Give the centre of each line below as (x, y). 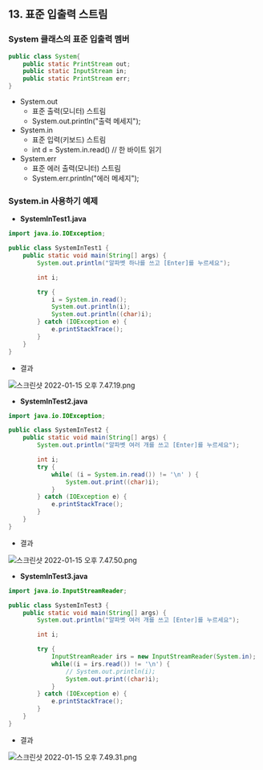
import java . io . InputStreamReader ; (68, 591)
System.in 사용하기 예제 (53, 201)
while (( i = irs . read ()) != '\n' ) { (111, 664)
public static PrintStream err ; (77, 79)
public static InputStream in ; (75, 71)
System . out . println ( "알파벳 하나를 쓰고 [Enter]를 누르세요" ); (134, 263)
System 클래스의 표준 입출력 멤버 (69, 39)
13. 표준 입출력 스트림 (58, 14)
